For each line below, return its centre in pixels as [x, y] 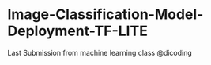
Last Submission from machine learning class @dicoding [100, 52]
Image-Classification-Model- [105, 14]
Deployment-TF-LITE [77, 31]
